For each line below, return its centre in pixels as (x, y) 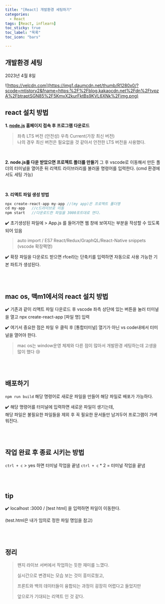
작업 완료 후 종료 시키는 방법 (45, 452)
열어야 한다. (25, 335)
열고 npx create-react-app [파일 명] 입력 (50, 317)
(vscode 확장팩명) (35, 247)
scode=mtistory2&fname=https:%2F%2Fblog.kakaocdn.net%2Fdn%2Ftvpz (82, 90)
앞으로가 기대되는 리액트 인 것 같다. (51, 597)
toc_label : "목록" (23, 33)
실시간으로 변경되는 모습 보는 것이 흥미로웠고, (61, 575)
